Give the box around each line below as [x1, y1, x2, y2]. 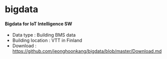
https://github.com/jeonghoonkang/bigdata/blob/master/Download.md [12, 48, 162, 54]
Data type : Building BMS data [12, 32, 76, 38]
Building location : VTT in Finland [12, 37, 83, 44]
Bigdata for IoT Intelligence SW [5, 20, 72, 26]
